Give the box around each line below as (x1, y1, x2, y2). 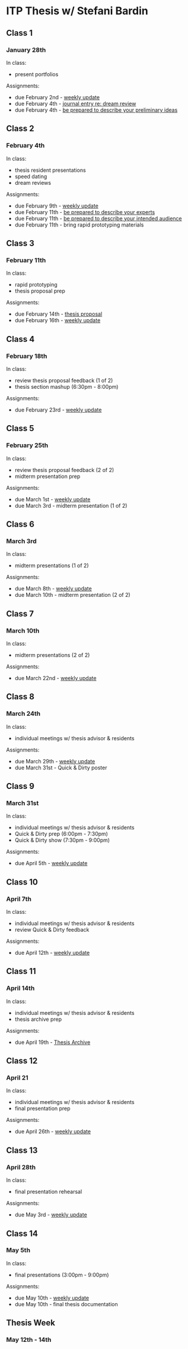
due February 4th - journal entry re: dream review (14, 100, 136, 107)
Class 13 (6, 1145, 38, 1155)
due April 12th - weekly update (14, 949, 90, 957)
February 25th (6, 441, 49, 449)
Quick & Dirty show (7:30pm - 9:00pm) (14, 837, 110, 844)
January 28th (6, 46, 46, 54)
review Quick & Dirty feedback (14, 926, 90, 933)
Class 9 (6, 781, 34, 791)
